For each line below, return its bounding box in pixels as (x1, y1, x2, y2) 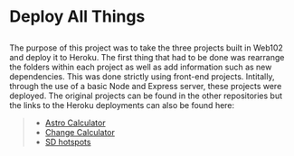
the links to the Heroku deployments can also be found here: (9, 99, 235, 110)
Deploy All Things (9, 6, 146, 27)
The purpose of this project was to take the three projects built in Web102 (9, 42, 283, 53)
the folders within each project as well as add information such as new (9, 61, 272, 72)
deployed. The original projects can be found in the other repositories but (9, 90, 283, 101)
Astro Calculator (44, 117, 106, 128)
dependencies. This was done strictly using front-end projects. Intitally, (9, 70, 275, 82)
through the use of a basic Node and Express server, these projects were (9, 80, 282, 91)
